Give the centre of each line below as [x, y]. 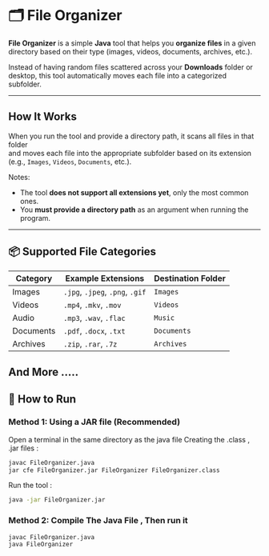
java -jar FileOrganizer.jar [57, 500]
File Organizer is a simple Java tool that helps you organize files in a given [132, 43]
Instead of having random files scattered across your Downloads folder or [131, 67]
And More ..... [43, 372]
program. [35, 218]
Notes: [19, 177]
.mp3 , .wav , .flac [94, 318]
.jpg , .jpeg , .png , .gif [105, 291]
